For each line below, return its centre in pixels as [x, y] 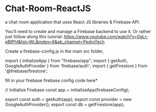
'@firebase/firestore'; [27, 71]
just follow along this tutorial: [34, 37]
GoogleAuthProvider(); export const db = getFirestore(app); [65, 104]
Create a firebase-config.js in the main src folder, [54, 51]
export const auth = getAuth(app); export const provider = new [68, 99]
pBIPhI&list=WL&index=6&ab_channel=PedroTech [55, 41]
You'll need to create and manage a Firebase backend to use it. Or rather [78, 31]
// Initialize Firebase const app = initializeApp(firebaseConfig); [67, 90]
